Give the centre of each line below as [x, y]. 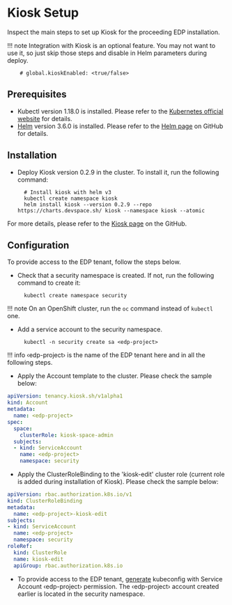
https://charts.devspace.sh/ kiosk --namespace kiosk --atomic [111, 210]
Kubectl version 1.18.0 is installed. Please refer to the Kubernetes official [120, 111]
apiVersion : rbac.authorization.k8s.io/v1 [70, 494]
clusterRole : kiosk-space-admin [67, 435]
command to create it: [49, 283]
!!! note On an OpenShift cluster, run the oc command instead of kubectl [110, 308]
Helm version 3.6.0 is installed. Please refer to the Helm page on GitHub [120, 126]
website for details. [45, 118]
